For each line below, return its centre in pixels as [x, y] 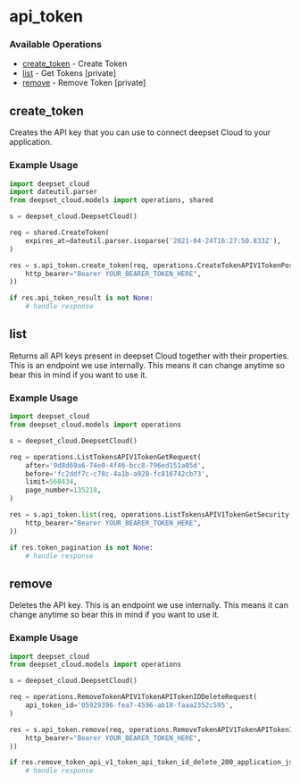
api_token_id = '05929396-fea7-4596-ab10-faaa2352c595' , [129, 705]
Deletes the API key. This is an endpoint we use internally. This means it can [149, 605]
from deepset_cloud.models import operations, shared [112, 200]
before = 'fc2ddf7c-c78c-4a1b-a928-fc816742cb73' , [117, 474]
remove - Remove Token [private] [84, 83]
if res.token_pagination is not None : [81, 547]
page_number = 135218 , [63, 490]
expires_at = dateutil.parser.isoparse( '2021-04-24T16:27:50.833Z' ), [153, 240]
